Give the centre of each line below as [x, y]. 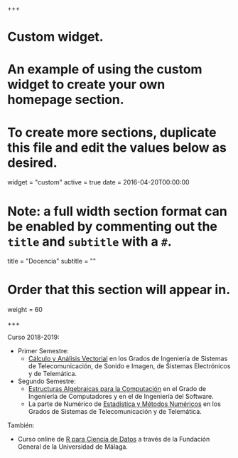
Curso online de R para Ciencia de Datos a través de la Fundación [114, 439]
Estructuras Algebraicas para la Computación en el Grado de [117, 389]
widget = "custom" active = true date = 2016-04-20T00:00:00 [98, 182]
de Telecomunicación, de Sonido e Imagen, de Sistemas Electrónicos [129, 366]
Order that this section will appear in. [119, 290]
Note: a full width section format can [117, 211]
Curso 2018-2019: [33, 337]
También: [21, 425]
